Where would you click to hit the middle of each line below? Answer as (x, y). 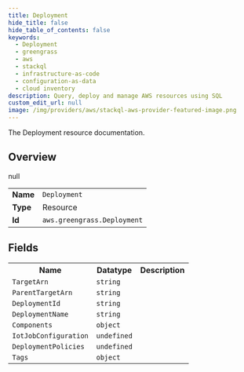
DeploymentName (40, 314)
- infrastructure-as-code (58, 74)
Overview (33, 157)
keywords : (24, 37)
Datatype (115, 270)
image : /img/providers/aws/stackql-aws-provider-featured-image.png (122, 111)
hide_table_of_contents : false (59, 30)
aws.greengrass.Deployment (93, 220)
